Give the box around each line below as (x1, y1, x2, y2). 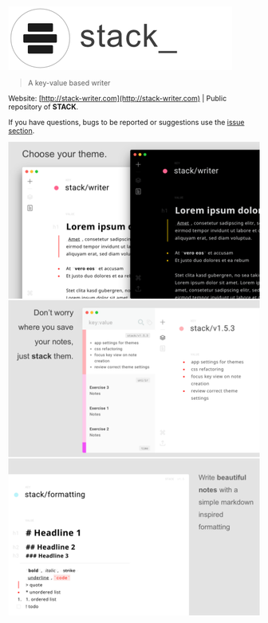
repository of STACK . (8, 102, 79, 112)
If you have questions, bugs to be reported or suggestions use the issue (8, 118, 245, 127)
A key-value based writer (27, 78, 111, 88)
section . (8, 126, 35, 135)
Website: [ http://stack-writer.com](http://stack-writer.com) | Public (8, 94, 227, 103)
